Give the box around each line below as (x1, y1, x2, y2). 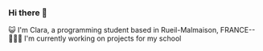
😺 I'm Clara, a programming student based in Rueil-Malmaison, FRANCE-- (8, 25, 256, 35)
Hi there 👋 (8, 7, 48, 18)
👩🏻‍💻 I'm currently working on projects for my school (8, 33, 182, 43)
